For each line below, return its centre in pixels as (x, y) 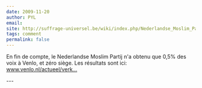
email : (14, 23)
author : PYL (21, 17)
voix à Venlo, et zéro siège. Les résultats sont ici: (67, 63)
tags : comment (24, 34)
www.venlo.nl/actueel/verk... (42, 69)
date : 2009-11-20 (28, 12)
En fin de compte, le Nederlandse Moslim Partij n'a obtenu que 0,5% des (96, 57)
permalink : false (28, 40)
